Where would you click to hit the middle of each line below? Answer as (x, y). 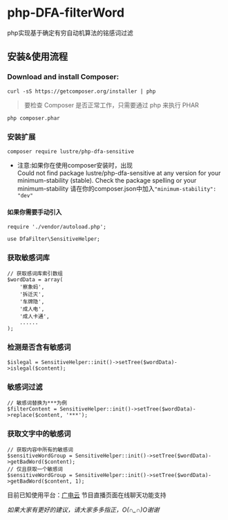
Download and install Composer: (63, 77)
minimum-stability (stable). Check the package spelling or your (107, 180)
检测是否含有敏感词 (39, 348)
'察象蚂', (32, 287)
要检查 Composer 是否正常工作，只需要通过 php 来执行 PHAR (111, 105)
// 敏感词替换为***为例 (37, 403)
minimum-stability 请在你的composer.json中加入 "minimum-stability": (116, 188)
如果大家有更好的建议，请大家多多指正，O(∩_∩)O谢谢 (84, 510)
